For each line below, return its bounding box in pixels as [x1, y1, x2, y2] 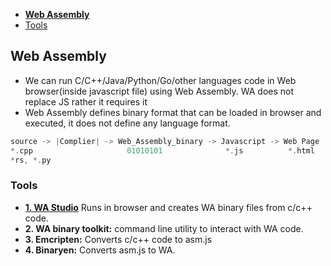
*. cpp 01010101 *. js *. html [10, 145, 315, 156]
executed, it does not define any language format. [24, 117, 231, 129]
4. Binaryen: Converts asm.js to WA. [24, 244, 176, 256]
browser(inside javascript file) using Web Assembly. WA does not [24, 85, 295, 97]
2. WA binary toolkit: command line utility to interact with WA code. [24, 222, 304, 234]
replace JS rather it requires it [24, 95, 148, 108]
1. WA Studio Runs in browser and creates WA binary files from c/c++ [24, 201, 313, 213]
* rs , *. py [10, 155, 52, 165]
